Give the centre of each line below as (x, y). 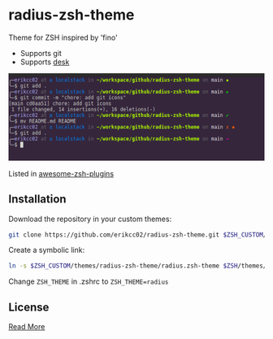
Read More (27, 327)
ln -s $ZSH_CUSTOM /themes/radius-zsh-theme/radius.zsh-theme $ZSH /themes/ (138, 266)
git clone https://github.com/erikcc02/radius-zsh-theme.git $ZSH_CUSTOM (136, 235)
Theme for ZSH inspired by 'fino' (63, 37)
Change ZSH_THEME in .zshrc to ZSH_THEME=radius (89, 281)
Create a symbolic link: (47, 250)
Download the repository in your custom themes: (90, 219)
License (29, 307)
